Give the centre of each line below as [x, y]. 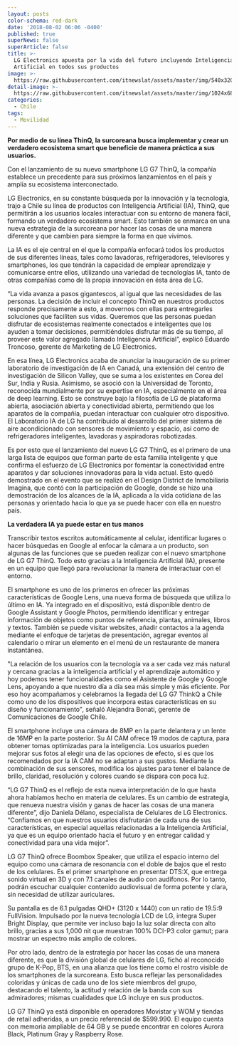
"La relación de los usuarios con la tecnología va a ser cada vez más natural [119, 663]
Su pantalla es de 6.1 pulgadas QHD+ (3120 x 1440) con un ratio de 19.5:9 [115, 908]
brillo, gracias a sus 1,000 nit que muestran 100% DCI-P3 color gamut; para [118, 930]
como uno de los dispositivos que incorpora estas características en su [112, 701]
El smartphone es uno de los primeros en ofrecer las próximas [99, 589]
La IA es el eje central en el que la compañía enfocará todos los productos [116, 249]
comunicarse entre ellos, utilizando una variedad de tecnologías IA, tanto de [119, 272]
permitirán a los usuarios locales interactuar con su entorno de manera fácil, [119, 213]
